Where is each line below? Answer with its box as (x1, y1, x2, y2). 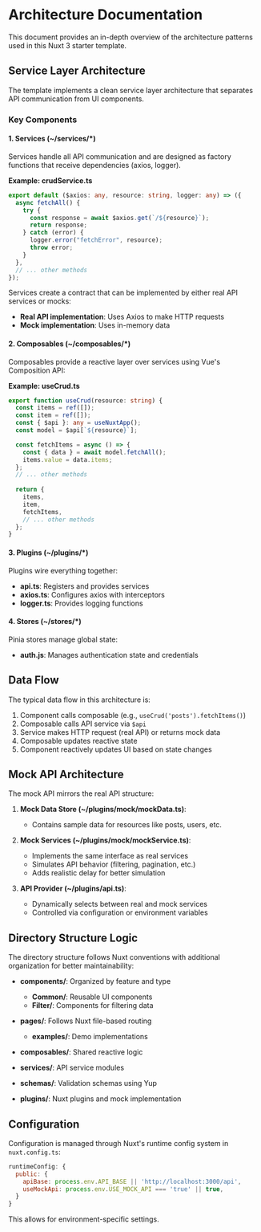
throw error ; (29, 243, 74, 251)
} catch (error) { (22, 229, 84, 237)
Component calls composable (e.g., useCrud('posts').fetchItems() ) (19, 710, 247, 720)
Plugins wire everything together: (8, 565, 118, 575)
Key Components (8, 114, 78, 125)
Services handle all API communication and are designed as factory (8, 151, 232, 161)
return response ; (29, 221, 88, 230)
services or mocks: (8, 296, 72, 306)
